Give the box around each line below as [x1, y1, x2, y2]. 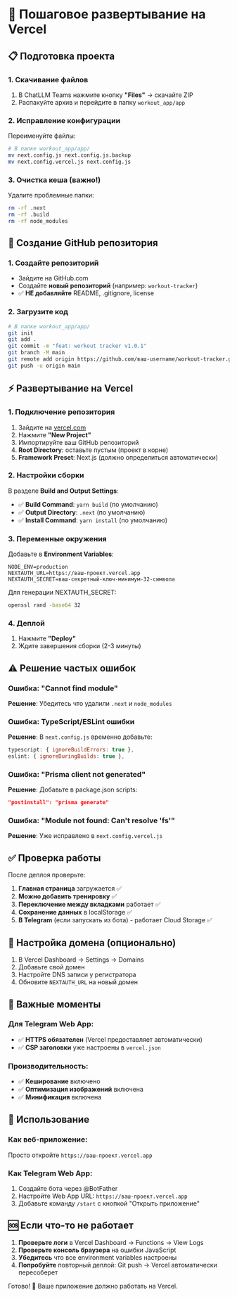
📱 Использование [8, 1114, 90, 1125]
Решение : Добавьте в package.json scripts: [8, 785, 138, 794]
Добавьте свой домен [18, 963, 85, 972]
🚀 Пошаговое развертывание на [8, 6, 206, 22]
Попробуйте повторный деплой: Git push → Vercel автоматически [18, 1260, 217, 1269]
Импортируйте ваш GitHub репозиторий [18, 438, 139, 446]
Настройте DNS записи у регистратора [18, 970, 136, 979]
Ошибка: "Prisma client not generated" [8, 769, 146, 779]
